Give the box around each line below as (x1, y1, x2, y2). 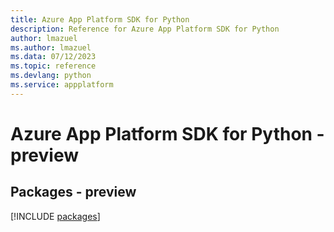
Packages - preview (10, 184, 137, 201)
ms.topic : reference (10, 61, 97, 71)
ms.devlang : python (10, 71, 92, 81)
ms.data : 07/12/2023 (10, 52, 97, 62)
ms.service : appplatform (10, 80, 114, 90)
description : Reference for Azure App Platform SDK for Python (10, 24, 280, 34)
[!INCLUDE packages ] (10, 210, 101, 222)
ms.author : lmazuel (10, 42, 92, 53)
